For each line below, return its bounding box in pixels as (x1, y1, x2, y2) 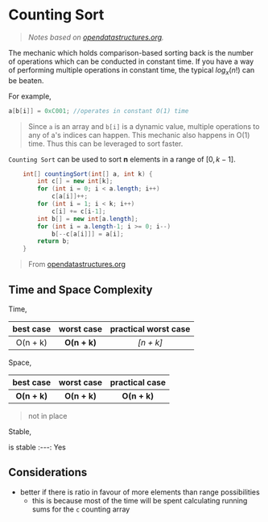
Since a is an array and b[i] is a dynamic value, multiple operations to (27, 121, 260, 131)
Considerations (8, 466, 88, 479)
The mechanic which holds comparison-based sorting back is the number (8, 48, 254, 57)
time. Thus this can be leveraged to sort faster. (27, 139, 183, 148)
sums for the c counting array (31, 504, 130, 514)
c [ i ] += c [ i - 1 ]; (51, 207, 106, 215)
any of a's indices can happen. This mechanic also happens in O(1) (27, 130, 250, 140)
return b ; (37, 237, 70, 245)
